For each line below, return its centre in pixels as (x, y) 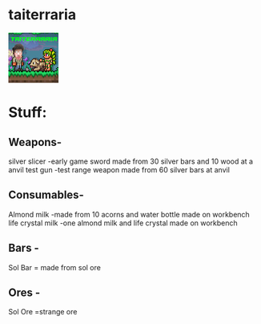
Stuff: (28, 113)
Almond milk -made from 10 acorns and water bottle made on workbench (129, 214)
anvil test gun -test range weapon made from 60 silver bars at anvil (119, 169)
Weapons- (35, 142)
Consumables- (46, 195)
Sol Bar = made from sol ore (55, 267)
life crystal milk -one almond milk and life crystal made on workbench (123, 223)
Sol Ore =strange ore (43, 312)
